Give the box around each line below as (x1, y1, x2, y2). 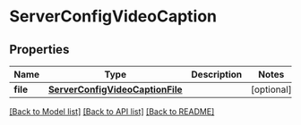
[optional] (250, 83, 293, 96)
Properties (9, 42, 70, 57)
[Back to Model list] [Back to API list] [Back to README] (9, 106, 215, 117)
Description (191, 69, 243, 80)
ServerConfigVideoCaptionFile (47, 83, 183, 96)
